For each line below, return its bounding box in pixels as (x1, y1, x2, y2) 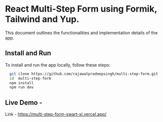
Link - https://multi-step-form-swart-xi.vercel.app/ (5, 111, 107, 117)
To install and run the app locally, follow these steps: (5, 62, 111, 68)
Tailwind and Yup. (5, 14, 80, 25)
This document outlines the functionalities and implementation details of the (5, 30, 158, 35)
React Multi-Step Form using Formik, (5, 3, 157, 15)
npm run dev (9, 85, 34, 90)
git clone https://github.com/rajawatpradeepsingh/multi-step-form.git (9, 71, 159, 76)
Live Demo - (5, 98, 42, 106)
